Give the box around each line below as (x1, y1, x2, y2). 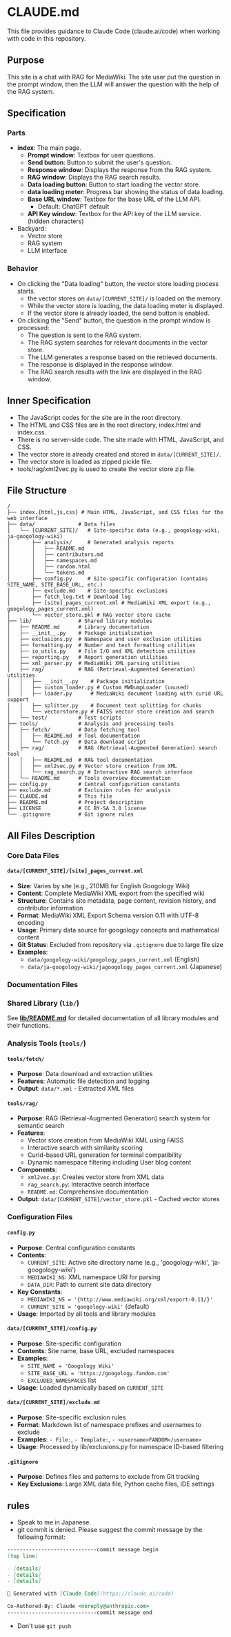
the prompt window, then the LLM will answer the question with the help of (7, 80, 219, 88)
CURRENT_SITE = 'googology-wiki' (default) (27, 1302, 150, 1310)
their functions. (7, 1022, 50, 1030)
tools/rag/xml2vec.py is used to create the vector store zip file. (17, 464, 196, 473)
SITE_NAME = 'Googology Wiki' (27, 1362, 115, 1370)
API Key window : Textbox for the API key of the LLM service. (27, 210, 201, 218)
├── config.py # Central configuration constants (7, 781, 181, 788)
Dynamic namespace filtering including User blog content (27, 1158, 192, 1167)
